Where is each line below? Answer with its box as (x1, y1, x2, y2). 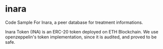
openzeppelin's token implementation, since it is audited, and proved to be (5, 34, 157, 40)
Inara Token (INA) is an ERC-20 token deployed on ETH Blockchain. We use (5, 29, 159, 34)
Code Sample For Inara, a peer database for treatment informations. (5, 19, 143, 25)
